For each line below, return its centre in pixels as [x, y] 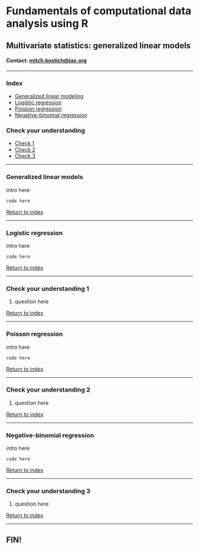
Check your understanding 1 [48, 288]
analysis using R [47, 23]
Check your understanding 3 [48, 491]
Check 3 [25, 156]
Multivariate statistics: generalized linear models [99, 45]
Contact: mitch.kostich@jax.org [46, 61]
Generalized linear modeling [49, 96]
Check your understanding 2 [48, 390]
